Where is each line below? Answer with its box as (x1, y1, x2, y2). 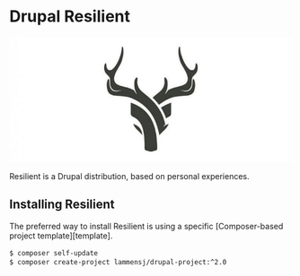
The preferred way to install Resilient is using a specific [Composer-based (9, 220, 284, 231)
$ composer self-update (9, 248, 99, 257)
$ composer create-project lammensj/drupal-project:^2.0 (9, 257, 227, 266)
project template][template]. (9, 230, 113, 241)
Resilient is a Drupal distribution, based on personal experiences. (9, 170, 250, 181)
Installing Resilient (9, 197, 115, 212)
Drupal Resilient (9, 6, 130, 27)
